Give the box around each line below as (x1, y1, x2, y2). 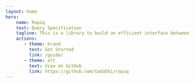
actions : (16, 36, 37, 41)
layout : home (5, 8, 37, 15)
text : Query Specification (16, 25, 82, 31)
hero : (5, 14, 19, 20)
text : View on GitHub (29, 63, 82, 69)
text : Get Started (29, 47, 74, 53)
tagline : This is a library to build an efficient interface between (16, 30, 190, 36)
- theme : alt (23, 57, 56, 63)
